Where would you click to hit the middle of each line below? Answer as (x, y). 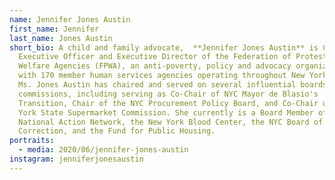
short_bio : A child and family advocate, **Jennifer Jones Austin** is (164, 47)
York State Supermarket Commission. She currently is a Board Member (166, 112)
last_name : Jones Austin (61, 38)
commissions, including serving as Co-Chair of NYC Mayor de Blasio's (168, 94)
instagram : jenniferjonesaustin (76, 159)
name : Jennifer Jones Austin (70, 19)
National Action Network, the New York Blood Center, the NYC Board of (171, 122)
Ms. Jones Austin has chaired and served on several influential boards (173, 85)
